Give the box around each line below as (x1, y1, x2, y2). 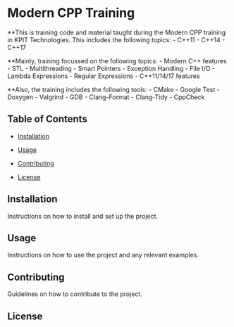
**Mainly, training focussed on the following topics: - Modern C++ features (7, 56, 227, 65)
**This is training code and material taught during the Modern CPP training (7, 28, 226, 37)
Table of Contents (7, 113, 88, 125)
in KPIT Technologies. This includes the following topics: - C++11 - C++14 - (7, 35, 226, 44)
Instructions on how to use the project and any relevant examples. (7, 251, 199, 259)
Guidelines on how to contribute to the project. (7, 290, 142, 298)
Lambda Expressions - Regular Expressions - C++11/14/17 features (7, 72, 200, 80)
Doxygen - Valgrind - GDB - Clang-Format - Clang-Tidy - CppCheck (7, 93, 205, 101)
